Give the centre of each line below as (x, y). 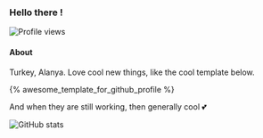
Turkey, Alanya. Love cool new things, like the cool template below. (132, 72)
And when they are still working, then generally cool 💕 (108, 106)
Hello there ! (37, 12)
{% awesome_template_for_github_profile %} (92, 89)
